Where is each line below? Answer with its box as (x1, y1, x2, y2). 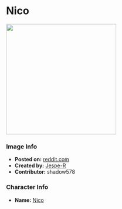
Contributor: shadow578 (14, 168, 75, 175)
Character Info (6, 183, 49, 191)
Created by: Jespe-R (14, 162, 66, 169)
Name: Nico (14, 196, 44, 204)
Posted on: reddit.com (14, 156, 69, 163)
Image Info (6, 142, 37, 151)
